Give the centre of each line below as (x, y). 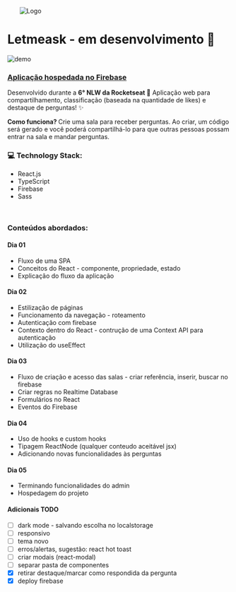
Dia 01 (17, 245)
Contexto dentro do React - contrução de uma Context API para (110, 330)
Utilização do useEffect (52, 345)
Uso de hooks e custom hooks (62, 439)
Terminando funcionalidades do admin (73, 486)
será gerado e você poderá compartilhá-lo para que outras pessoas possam (118, 129)
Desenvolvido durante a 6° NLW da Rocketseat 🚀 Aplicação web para (109, 93)
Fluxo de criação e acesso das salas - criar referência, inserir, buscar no (123, 377)
